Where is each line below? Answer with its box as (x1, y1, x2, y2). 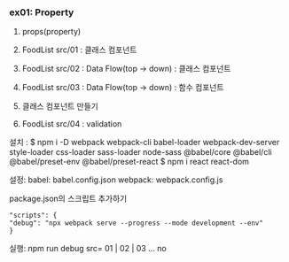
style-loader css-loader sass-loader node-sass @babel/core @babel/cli (9, 147, 272, 158)
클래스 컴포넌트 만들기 (21, 101, 99, 112)
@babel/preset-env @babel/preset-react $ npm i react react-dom (9, 157, 250, 167)
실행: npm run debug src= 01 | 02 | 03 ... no (9, 243, 167, 254)
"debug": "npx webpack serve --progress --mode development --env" (9, 219, 264, 227)
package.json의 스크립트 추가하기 (9, 193, 128, 204)
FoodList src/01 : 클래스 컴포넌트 (21, 44, 137, 55)
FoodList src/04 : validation (21, 119, 122, 129)
